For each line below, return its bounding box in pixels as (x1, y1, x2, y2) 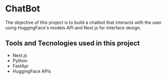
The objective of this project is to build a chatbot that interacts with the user (5, 19, 162, 25)
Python (12, 58, 28, 64)
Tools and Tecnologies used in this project (5, 39, 140, 48)
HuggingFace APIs (12, 68, 51, 74)
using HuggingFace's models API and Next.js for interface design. (5, 24, 141, 30)
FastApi (12, 63, 29, 69)
